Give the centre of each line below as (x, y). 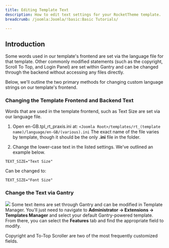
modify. (13, 226)
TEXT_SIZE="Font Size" (29, 180)
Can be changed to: (26, 171)
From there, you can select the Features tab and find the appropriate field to (84, 220)
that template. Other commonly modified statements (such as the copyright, (84, 61)
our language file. (23, 117)
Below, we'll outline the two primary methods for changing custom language (84, 82)
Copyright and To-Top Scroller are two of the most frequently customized (81, 235)
